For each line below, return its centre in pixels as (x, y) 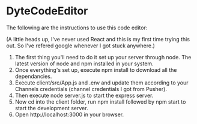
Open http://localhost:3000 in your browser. (69, 114)
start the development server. (51, 108)
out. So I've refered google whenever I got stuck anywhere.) (80, 46)
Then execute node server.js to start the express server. (84, 95)
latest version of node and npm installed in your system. (84, 63)
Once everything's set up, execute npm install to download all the (96, 69)
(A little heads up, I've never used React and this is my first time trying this (98, 39)
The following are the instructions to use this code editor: (77, 28)
